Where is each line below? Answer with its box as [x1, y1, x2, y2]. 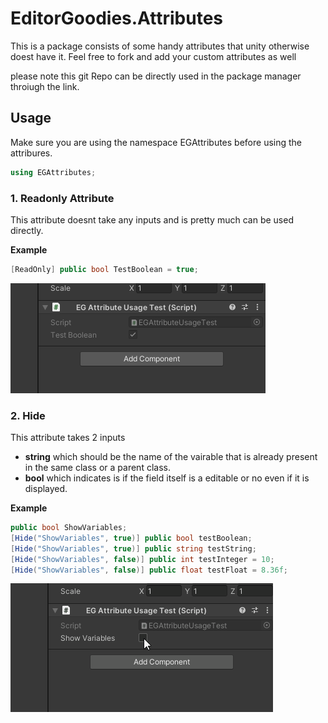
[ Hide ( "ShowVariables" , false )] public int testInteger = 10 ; [10, 554, 275, 564]
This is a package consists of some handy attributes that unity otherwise [10, 40, 310, 52]
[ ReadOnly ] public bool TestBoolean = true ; [10, 264, 199, 274]
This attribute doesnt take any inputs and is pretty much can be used [10, 213, 294, 226]
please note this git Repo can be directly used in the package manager [10, 70, 302, 82]
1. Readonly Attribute [10, 191, 115, 205]
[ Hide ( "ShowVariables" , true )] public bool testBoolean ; [10, 533, 253, 543]
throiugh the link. [10, 80, 80, 92]
